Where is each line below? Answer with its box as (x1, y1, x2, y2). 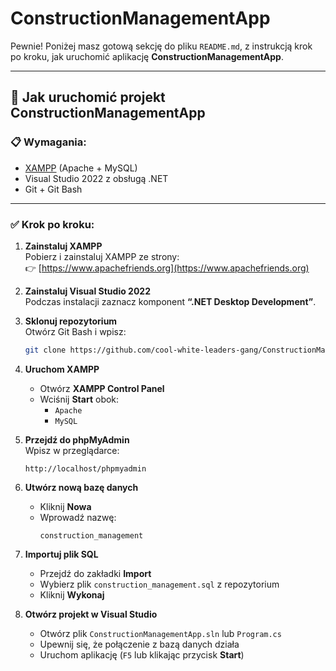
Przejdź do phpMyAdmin (24, 433, 130, 446)
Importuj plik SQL (24, 548, 99, 560)
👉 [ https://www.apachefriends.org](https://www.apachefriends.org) (24, 262, 310, 274)
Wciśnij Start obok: (39, 393, 120, 405)
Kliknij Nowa (39, 500, 92, 512)
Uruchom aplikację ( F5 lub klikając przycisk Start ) (39, 648, 245, 661)
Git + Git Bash (24, 183, 83, 195)
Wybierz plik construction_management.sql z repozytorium (39, 578, 280, 590)
